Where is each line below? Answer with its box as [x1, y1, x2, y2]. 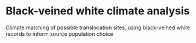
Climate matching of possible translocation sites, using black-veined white [5, 24, 191, 31]
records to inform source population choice [5, 30, 113, 37]
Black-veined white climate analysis [5, 4, 191, 18]
